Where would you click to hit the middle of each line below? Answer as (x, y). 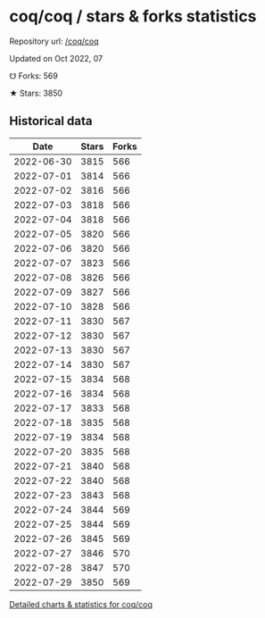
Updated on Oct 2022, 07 (56, 58)
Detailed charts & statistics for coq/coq (81, 604)
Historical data (51, 121)
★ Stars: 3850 (36, 93)
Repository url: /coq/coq (54, 41)
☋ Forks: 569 (33, 75)
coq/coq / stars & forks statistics (133, 17)
